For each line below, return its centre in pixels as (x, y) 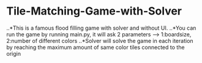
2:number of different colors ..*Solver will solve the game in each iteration (100, 41)
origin (14, 53)
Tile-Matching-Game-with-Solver (94, 11)
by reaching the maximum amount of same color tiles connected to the (95, 47)
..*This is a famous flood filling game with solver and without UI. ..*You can (101, 28)
